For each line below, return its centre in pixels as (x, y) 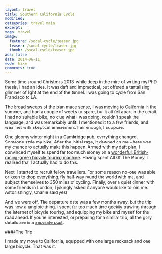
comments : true (20, 68)
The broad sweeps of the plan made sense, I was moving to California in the (81, 107)
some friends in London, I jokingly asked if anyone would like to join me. (77, 187)
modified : (15, 18)
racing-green (18, 157)
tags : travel (18, 32)
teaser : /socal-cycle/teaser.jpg (43, 46)
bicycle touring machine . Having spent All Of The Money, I (90, 157)
